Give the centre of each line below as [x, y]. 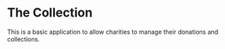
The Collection [50, 13]
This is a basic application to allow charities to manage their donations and [113, 32]
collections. [23, 39]
